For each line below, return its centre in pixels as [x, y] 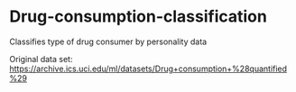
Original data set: [41, 59]
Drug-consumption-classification [139, 17]
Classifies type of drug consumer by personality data [108, 41]
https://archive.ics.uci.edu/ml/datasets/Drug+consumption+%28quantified [148, 69]
